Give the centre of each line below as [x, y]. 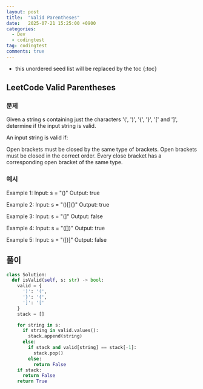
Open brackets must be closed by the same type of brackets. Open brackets [101, 150]
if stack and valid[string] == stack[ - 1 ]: [82, 348]
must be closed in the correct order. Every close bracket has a [84, 156]
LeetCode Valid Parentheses [61, 88]
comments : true [25, 52]
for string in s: [39, 325]
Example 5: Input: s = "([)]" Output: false [57, 239]
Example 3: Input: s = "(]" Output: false [55, 216]
